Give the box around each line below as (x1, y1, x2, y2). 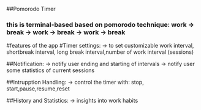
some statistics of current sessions (6, 67, 95, 74)
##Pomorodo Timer (6, 5, 56, 12)
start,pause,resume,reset (6, 85, 70, 92)
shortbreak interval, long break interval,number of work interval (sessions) (6, 48, 194, 56)
